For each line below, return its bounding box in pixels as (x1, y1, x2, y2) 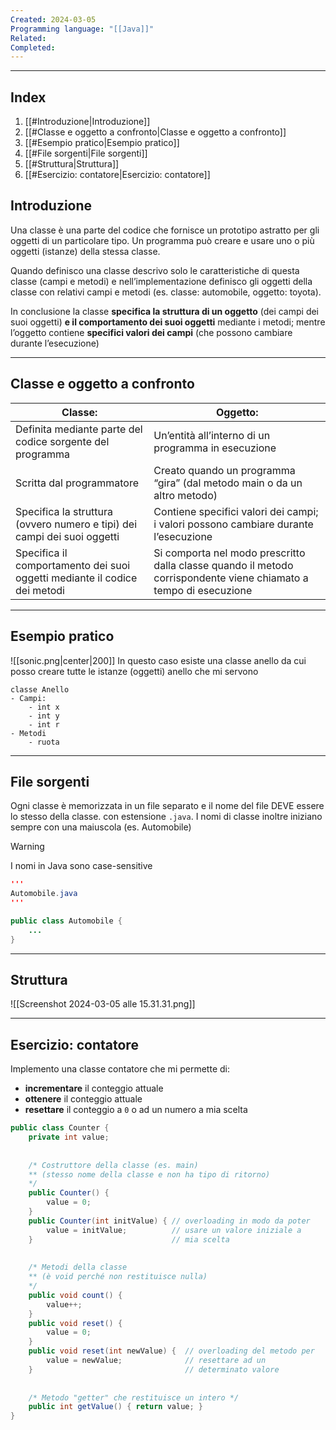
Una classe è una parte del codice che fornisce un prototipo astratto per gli (10, 224, 320, 236)
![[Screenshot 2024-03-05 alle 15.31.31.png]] (10, 998, 196, 1010)
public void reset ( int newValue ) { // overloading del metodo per (28, 1346, 315, 1356)
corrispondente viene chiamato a (153, 571, 309, 585)
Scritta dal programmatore (15, 476, 139, 490)
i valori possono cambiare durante (153, 517, 314, 531)
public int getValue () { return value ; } (28, 1402, 203, 1412)
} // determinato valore (28, 1364, 280, 1375)
